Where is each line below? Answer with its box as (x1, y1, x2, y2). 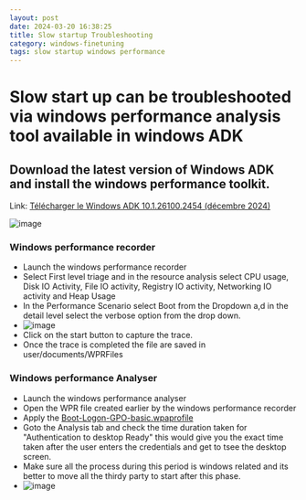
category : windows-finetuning (9, 38, 125, 48)
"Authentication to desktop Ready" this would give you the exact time (22, 431, 284, 442)
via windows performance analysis (9, 106, 281, 127)
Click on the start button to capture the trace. (22, 330, 194, 341)
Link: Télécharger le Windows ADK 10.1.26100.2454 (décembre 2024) (9, 200, 271, 211)
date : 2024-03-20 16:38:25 (9, 22, 112, 31)
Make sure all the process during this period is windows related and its (22, 461, 290, 472)
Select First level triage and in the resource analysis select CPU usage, (22, 271, 290, 282)
